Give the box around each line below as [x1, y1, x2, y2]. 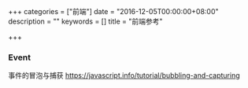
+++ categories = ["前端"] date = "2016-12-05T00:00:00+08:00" [8, 7, 219, 16]
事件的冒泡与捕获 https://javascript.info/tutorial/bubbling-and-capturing [8, 71, 240, 80]
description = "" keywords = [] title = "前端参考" [8, 16, 163, 26]
